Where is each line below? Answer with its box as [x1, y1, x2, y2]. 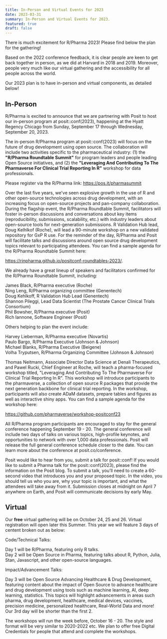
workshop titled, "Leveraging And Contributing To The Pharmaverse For [5, 370, 153, 376]
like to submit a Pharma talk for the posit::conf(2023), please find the [5, 462, 147, 468]
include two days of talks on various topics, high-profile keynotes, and [5, 431, 150, 437]
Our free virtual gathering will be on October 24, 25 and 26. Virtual [5, 516, 142, 522]
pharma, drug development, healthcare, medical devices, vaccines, [5, 597, 144, 604]
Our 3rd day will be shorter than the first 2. [5, 608, 93, 614]
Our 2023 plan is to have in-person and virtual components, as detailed [5, 80, 152, 86]
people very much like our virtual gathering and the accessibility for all [5, 65, 150, 71]
